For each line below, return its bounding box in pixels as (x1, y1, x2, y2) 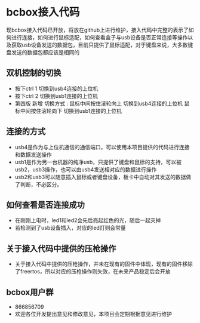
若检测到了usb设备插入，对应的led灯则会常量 (14, 224, 127, 232)
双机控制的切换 (6, 68, 61, 78)
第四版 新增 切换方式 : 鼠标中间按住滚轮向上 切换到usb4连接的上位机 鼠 (14, 100, 190, 107)
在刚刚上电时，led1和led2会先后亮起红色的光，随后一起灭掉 (14, 217, 161, 224)
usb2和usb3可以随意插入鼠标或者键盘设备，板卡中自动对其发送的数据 (14, 173, 186, 180)
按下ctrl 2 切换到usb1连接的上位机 (14, 92, 99, 99)
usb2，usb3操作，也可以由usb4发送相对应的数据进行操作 (14, 165, 157, 173)
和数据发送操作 (14, 150, 52, 158)
